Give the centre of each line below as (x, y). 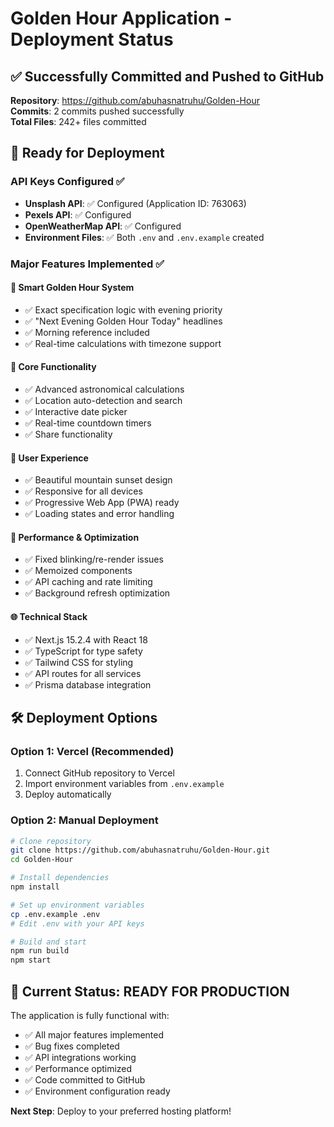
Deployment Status (92, 39)
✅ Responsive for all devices (83, 491)
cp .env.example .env (55, 914)
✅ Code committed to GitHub (85, 1080)
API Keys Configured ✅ (67, 182)
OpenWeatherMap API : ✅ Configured (103, 226)
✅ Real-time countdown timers (88, 423)
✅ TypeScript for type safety (83, 651)
